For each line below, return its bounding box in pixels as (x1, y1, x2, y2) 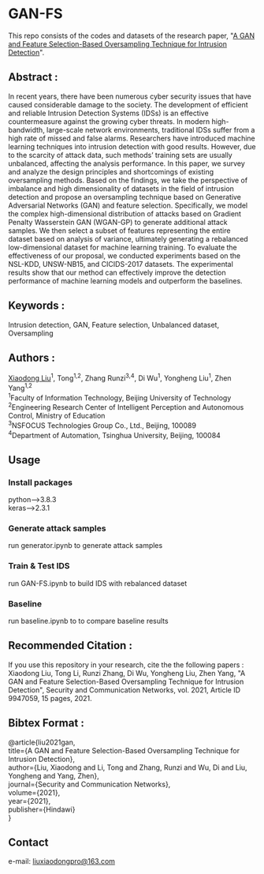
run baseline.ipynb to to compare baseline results (8, 616, 169, 625)
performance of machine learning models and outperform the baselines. (8, 276, 243, 285)
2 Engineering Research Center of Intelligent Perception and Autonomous (8, 401, 244, 411)
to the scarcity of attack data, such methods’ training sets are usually (8, 150, 232, 159)
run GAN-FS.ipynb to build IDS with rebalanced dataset (8, 578, 188, 588)
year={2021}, (8, 796, 51, 805)
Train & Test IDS (8, 561, 70, 572)
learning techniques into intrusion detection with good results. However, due (8, 141, 256, 151)
